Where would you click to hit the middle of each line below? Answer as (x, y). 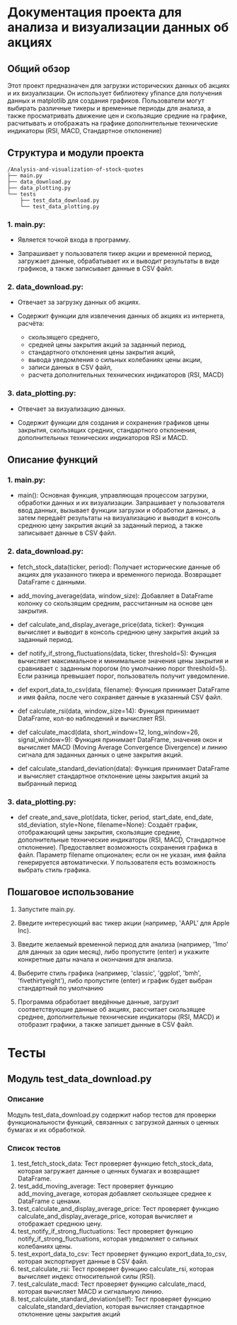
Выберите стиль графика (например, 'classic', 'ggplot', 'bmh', (109, 973)
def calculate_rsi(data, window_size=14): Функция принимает (108, 711)
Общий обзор (39, 68)
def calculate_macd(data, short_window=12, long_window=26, (109, 732)
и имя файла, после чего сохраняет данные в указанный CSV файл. (120, 697)
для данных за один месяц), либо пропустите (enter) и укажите (114, 952)
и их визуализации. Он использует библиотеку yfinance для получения (115, 93)
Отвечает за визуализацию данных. (71, 409)
